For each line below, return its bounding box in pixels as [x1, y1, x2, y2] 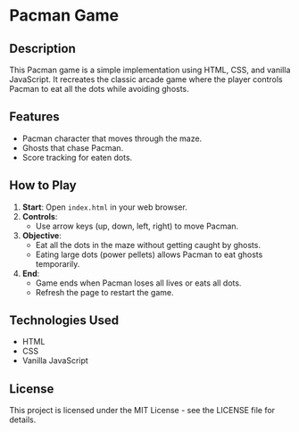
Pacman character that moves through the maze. [21, 133, 203, 144]
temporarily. [35, 258, 80, 269]
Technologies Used [9, 313, 119, 328]
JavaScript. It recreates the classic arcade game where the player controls [9, 74, 283, 85]
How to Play [9, 178, 78, 193]
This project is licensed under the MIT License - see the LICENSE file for [9, 405, 275, 416]
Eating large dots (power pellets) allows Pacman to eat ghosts [35, 249, 263, 260]
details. [9, 414, 37, 425]
